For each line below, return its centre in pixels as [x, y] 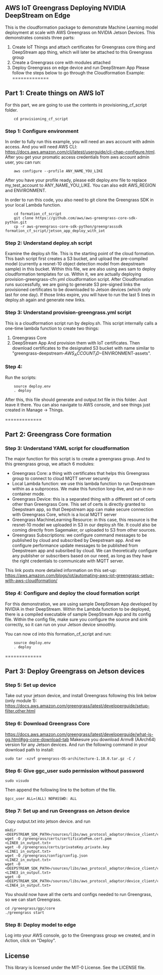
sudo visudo [17, 780]
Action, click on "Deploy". [31, 941]
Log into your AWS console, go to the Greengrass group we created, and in [80, 935]
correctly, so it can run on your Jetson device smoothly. [61, 624]
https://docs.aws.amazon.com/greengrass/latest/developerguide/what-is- [79, 734]
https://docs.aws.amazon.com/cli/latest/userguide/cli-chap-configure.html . [81, 152]
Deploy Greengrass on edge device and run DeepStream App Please [81, 67]
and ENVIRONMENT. [26, 190]
